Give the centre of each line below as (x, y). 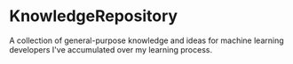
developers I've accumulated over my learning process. (111, 49)
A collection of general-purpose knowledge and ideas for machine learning (146, 40)
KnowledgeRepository (94, 16)
